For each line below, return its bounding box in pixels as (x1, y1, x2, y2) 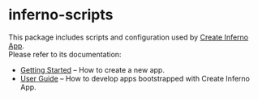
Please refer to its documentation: (8, 49, 122, 59)
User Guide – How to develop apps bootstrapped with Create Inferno (19, 73, 250, 83)
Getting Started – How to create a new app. (19, 65, 165, 74)
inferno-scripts (8, 6, 114, 24)
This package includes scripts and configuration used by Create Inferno (8, 32, 249, 42)
